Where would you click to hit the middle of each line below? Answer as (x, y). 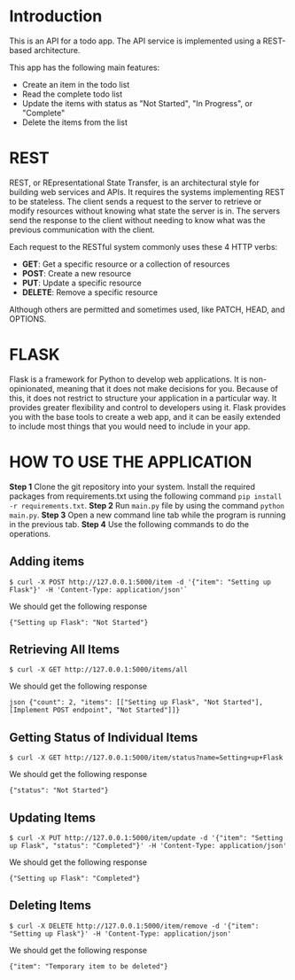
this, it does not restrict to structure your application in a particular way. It (143, 398)
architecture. (57, 50)
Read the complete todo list (72, 94)
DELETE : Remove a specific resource (89, 292)
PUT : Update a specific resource (82, 283)
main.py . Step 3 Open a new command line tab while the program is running (147, 515)
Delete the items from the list (75, 122)
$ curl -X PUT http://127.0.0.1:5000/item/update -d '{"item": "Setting (146, 838)
